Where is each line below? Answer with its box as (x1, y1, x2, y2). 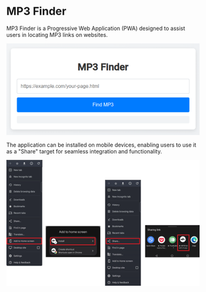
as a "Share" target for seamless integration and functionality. (6, 147, 162, 155)
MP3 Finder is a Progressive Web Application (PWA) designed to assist (6, 25, 186, 32)
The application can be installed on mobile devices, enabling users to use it (6, 141, 197, 148)
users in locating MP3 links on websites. (6, 31, 109, 38)
